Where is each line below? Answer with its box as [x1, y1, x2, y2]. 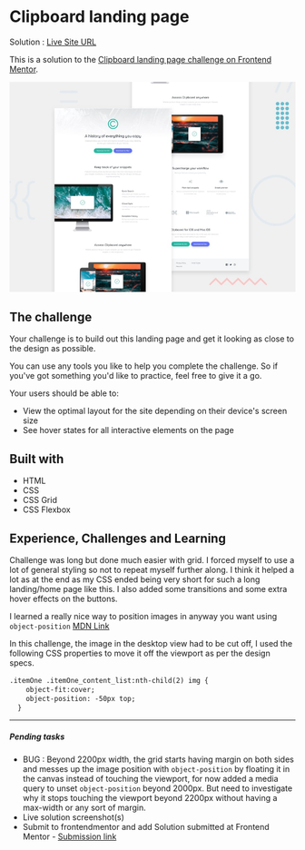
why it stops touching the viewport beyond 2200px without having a [22, 792, 278, 803]
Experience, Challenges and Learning [9, 530, 227, 546]
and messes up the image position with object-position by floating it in [22, 763, 290, 774]
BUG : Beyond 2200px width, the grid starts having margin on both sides [22, 754, 295, 765]
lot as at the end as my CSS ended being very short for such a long [9, 574, 261, 585]
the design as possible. [9, 343, 96, 354]
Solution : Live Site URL [9, 36, 97, 47]
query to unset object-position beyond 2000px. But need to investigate [22, 783, 293, 794]
